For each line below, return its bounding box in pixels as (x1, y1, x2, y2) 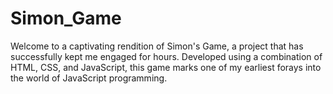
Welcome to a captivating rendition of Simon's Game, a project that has (10, 40, 304, 52)
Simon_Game (10, 7, 122, 30)
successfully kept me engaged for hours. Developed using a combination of (10, 50, 323, 62)
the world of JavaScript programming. (10, 72, 168, 84)
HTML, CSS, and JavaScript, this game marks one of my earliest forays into (10, 61, 322, 73)
